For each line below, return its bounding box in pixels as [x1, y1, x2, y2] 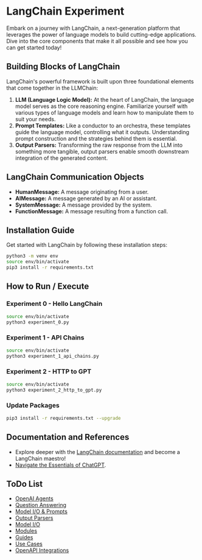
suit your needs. [15, 115, 56, 122]
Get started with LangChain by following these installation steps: [6, 241, 167, 249]
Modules [15, 527, 38, 534]
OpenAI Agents [15, 495, 54, 502]
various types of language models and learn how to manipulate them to [15, 108, 194, 116]
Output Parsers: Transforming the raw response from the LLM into [15, 141, 183, 149]
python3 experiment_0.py [6, 319, 69, 325]
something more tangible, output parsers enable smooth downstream [15, 147, 189, 155]
